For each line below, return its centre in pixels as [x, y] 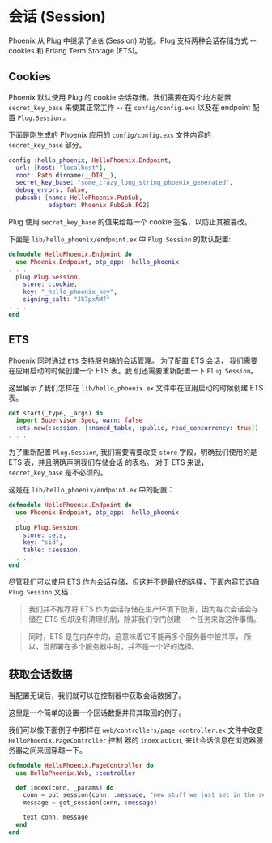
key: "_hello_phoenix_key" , [70, 292]
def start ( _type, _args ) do [56, 413]
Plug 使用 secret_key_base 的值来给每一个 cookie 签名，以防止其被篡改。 [130, 221]
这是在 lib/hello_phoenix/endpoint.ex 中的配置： [91, 490]
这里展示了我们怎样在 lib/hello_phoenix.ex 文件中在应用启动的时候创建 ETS [136, 387]
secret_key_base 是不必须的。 [58, 473]
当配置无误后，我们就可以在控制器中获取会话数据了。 [97, 695]
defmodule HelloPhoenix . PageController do [81, 765]
